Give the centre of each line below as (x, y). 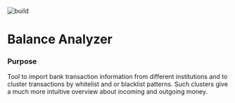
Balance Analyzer (60, 40)
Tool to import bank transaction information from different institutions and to (118, 77)
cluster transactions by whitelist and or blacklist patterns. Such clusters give (118, 84)
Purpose (22, 61)
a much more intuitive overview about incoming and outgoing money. (108, 92)
